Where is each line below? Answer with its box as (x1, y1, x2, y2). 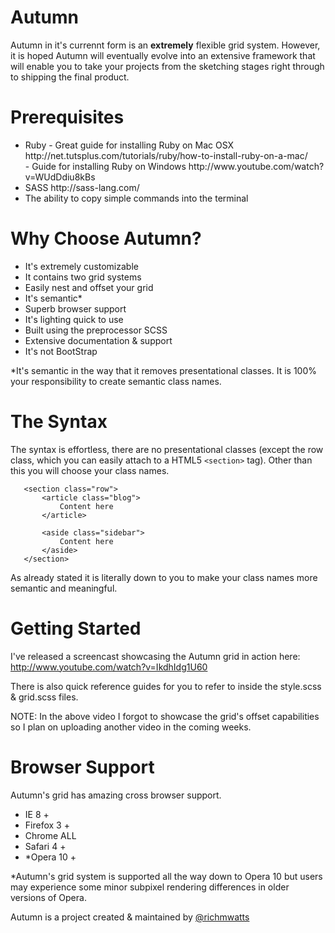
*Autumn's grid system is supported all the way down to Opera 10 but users (10, 870, 323, 882)
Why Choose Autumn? (10, 227, 202, 250)
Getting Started (10, 617, 142, 640)
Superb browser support (24, 302, 127, 315)
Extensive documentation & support (24, 334, 173, 346)
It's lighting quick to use (24, 313, 124, 325)
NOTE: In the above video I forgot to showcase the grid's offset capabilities (10, 710, 320, 722)
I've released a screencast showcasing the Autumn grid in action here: (10, 650, 301, 662)
